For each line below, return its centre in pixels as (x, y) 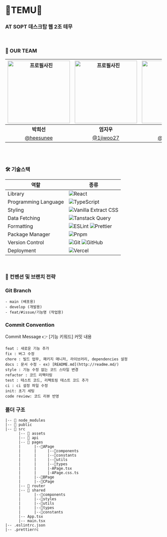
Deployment (22, 251)
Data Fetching (24, 218)
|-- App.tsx (31, 517)
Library (16, 194)
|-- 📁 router (32, 486)
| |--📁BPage (36, 477)
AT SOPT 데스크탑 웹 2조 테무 (39, 27)
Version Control (26, 243)
